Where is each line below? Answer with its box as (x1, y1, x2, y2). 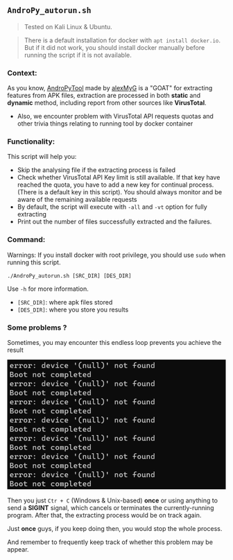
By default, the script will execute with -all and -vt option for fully (17, 203, 208, 211)
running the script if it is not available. (24, 51, 132, 59)
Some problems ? (7, 323, 67, 332)
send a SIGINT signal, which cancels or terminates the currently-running (7, 504, 214, 512)
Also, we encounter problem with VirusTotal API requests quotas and (17, 112, 214, 121)
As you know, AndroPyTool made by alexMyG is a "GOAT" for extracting (7, 84, 213, 92)
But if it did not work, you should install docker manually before (24, 43, 205, 51)
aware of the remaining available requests (17, 196, 137, 204)
